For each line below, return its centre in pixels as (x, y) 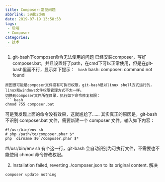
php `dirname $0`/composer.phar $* (42, 138)
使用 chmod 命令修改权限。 (37, 154)
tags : (11, 24)
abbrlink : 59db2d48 (25, 14)
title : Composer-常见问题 (31, 10)
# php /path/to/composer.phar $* (40, 134)
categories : (17, 38)
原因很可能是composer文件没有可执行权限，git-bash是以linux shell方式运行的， (80, 85)
